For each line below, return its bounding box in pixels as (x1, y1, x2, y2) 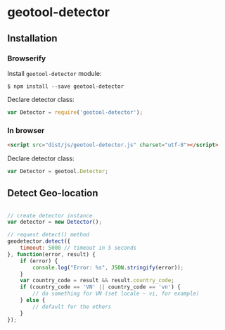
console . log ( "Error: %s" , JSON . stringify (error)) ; (32, 264, 184, 271)
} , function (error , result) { (7, 250, 96, 258)
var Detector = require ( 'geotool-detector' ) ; (7, 108, 143, 116)
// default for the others (32, 303, 112, 310)
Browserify (7, 53, 46, 63)
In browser (7, 125, 45, 135)
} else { (20, 297, 46, 304)
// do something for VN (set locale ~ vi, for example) (32, 290, 200, 298)
